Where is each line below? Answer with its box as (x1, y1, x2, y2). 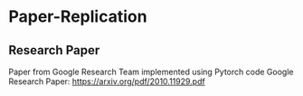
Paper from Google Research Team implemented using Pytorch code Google (8, 66, 294, 77)
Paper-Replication (8, 6, 147, 27)
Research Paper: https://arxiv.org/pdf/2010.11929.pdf (8, 76, 205, 87)
